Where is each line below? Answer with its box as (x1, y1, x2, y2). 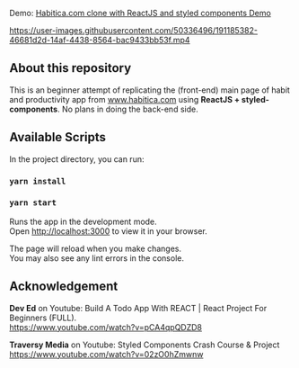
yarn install (9, 175, 66, 186)
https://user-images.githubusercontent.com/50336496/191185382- (9, 25, 259, 35)
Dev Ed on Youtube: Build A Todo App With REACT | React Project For (9, 302, 268, 313)
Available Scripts (9, 130, 106, 145)
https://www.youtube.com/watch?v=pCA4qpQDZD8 (9, 321, 203, 332)
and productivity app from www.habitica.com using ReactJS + (9, 94, 241, 104)
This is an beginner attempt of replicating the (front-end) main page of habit (9, 85, 290, 95)
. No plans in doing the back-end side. (57, 103, 199, 114)
